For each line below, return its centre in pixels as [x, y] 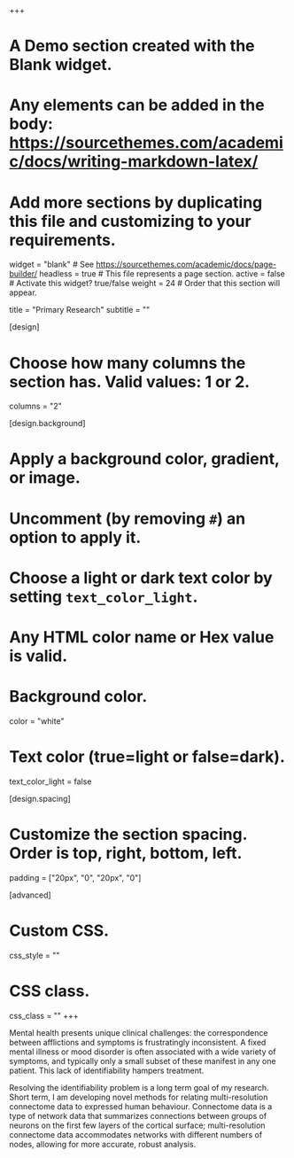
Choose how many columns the [128, 363]
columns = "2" [35, 406]
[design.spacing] [40, 798]
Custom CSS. [59, 930]
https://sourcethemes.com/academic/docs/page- [186, 264]
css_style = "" [35, 955]
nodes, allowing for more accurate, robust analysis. [103, 1144]
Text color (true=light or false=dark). [147, 757]
